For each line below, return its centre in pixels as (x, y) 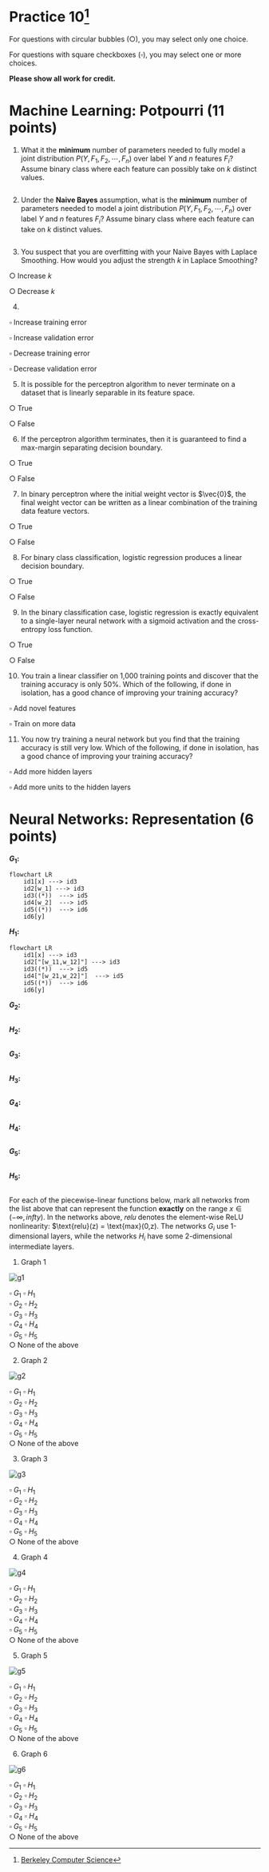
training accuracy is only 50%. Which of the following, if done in (126, 684)
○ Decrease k (32, 291)
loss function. (71, 629)
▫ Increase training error (48, 322)
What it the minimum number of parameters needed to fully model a (133, 150)
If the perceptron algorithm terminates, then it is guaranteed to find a (133, 439)
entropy (34, 629)
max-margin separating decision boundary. (91, 447)
